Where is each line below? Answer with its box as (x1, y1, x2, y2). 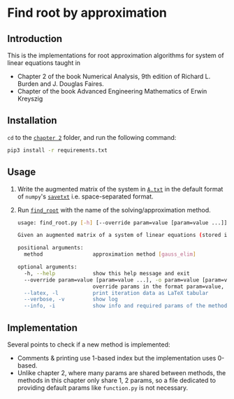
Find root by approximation (7, 5, 168, 21)
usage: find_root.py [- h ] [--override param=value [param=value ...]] (17, 219, 228, 226)
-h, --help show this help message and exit (24, 270, 190, 277)
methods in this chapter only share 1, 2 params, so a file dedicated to (17, 376, 217, 384)
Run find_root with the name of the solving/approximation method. (17, 205, 211, 214)
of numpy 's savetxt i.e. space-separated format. (17, 192, 154, 201)
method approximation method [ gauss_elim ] (24, 251, 196, 258)
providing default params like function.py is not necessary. (17, 383, 189, 392)
